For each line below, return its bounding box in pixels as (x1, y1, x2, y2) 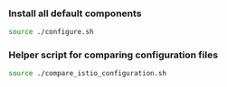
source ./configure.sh (8, 28, 94, 37)
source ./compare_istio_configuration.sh (8, 69, 167, 78)
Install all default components (8, 7, 142, 20)
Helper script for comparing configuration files (8, 48, 219, 61)
